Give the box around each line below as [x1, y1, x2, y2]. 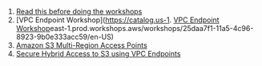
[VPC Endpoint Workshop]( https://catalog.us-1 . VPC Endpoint [15, 15, 220, 25]
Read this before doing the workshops [15, 7, 143, 16]
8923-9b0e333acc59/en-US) [15, 32, 115, 41]
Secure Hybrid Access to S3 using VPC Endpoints [15, 49, 181, 58]
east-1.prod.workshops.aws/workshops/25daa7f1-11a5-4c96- [50, 24, 254, 33]
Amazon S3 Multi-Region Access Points [15, 41, 148, 50]
